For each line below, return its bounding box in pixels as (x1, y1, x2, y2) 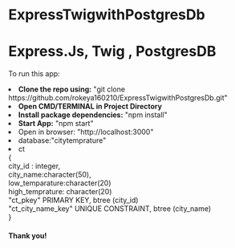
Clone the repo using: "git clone (18, 84, 126, 94)
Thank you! (8, 230, 47, 240)
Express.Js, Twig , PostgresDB (8, 43, 217, 61)
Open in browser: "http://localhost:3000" (18, 127, 154, 137)
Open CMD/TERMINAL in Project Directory (18, 102, 163, 112)
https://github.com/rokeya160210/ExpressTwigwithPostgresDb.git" (8, 93, 228, 103)
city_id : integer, (8, 161, 61, 171)
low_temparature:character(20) (8, 178, 111, 188)
